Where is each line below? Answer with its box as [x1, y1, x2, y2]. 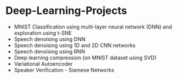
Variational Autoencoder [14, 60, 73, 67]
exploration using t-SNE [14, 29, 72, 36]
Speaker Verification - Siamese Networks [14, 66, 115, 73]
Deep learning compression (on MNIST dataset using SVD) [14, 54, 157, 61]
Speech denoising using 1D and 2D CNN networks [14, 42, 136, 49]
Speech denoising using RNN [14, 48, 86, 55]
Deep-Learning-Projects [5, 4, 127, 17]
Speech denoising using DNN [14, 35, 86, 42]
